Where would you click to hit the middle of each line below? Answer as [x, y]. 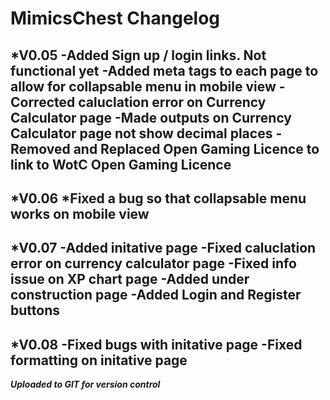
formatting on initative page [99, 360]
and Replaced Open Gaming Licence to [196, 148]
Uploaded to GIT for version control [85, 384]
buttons [35, 310]
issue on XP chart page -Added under [130, 279]
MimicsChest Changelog [115, 18]
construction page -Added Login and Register [156, 295]
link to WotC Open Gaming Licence [121, 164]
